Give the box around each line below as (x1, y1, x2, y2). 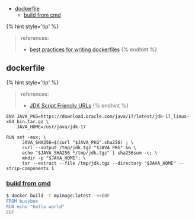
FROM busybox (6, 198, 39, 204)
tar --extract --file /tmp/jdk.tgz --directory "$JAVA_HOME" (21, 160, 177, 166)
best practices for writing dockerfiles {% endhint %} (29, 46, 158, 53)
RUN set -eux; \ (6, 134, 46, 140)
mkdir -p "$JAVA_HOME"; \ (21, 155, 86, 161)
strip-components (6, 165, 49, 171)
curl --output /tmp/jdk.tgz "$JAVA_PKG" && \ (21, 144, 136, 150)
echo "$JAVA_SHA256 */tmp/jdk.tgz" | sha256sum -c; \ (21, 150, 158, 156)
